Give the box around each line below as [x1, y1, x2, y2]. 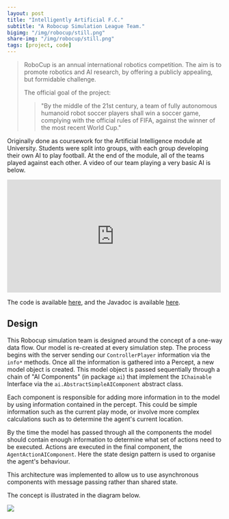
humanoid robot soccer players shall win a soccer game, [40, 109, 201, 117]
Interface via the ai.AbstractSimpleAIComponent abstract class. [7, 379, 183, 388]
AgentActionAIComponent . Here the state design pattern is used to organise [7, 450, 216, 458]
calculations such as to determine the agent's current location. [7, 415, 183, 423]
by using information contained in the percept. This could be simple [7, 400, 198, 408]
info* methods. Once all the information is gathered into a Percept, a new [7, 357, 214, 366]
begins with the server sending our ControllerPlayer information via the [7, 351, 211, 359]
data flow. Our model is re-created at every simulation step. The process [7, 343, 211, 351]
